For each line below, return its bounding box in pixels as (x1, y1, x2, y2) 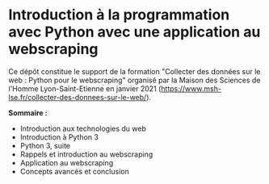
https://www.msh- (161, 83, 222, 94)
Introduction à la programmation (8, 6, 230, 24)
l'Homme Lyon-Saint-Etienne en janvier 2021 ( (8, 83, 162, 94)
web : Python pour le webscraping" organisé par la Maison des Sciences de (8, 75, 261, 85)
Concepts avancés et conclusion (19, 166, 129, 176)
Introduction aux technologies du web (19, 123, 147, 133)
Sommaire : (8, 107, 48, 118)
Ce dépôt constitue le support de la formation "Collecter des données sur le (8, 66, 261, 76)
